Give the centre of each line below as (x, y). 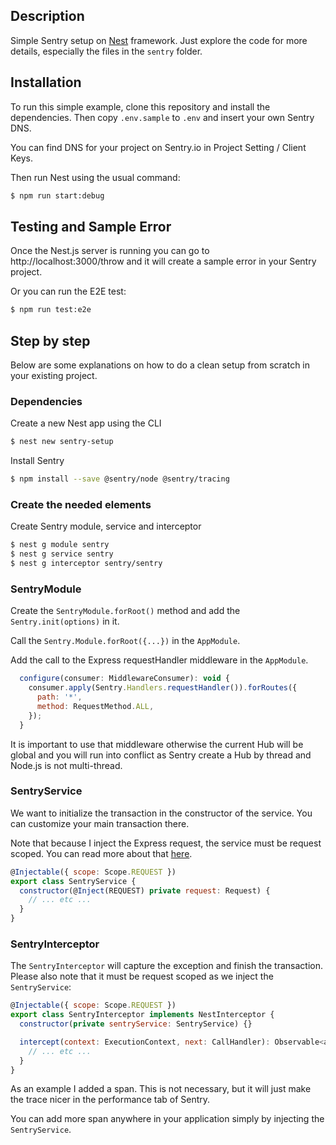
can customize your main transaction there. (100, 823)
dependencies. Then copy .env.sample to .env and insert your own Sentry (162, 117)
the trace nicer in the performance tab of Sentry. (110, 1100)
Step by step (50, 340)
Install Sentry (37, 461)
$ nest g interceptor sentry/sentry (86, 564)
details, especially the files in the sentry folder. (106, 51)
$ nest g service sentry (62, 554)
